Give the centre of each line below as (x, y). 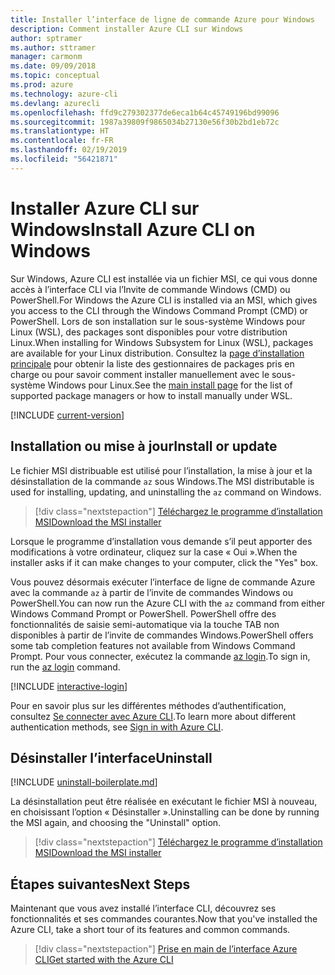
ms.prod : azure (42, 85)
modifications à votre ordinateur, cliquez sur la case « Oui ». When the (154, 552)
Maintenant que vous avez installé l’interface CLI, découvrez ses (143, 908)
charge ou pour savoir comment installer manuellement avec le (140, 374)
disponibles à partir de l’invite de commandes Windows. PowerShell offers (162, 635)
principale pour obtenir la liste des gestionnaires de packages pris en (152, 363)
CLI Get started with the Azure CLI (104, 960)
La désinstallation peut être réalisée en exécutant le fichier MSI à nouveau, (164, 802)
